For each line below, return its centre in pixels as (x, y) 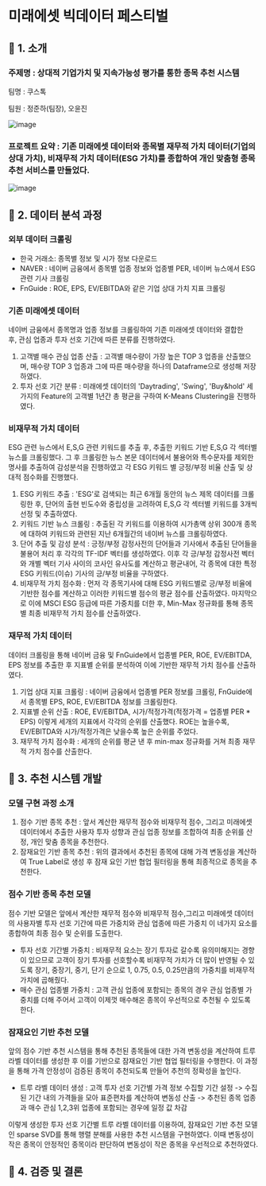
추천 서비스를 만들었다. (49, 170)
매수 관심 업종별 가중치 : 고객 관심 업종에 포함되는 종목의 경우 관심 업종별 (132, 990)
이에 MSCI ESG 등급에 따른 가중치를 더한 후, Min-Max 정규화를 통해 (133, 603)
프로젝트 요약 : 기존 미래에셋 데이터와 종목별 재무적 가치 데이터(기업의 (132, 146)
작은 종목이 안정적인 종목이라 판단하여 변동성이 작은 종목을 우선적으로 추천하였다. (133, 1145)
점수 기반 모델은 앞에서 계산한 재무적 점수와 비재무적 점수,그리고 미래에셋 (120, 913)
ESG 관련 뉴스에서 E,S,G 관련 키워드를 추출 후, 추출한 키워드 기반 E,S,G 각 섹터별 (133, 448)
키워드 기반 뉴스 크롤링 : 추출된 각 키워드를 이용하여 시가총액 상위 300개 (131, 524)
